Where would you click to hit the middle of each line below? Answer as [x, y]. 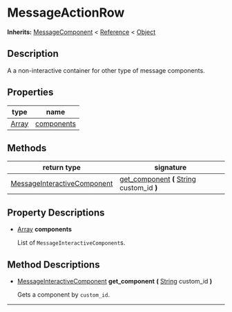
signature [171, 168]
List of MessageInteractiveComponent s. [71, 243]
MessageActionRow [66, 13]
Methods [27, 148]
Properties [30, 93]
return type [62, 168]
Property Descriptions [56, 213]
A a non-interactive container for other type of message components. [106, 70]
